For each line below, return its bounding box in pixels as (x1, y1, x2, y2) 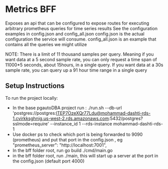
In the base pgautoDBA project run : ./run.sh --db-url (12, 104, 122, 111)
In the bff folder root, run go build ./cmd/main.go (12, 147, 113, 153)
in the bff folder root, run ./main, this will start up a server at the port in (12, 152, 158, 158)
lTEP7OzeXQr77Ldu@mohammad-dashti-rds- (56, 110, 151, 116)
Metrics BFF (5, 4, 57, 15)
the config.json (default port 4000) (12, 158, 85, 164)
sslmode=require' (12, 120, 49, 126)
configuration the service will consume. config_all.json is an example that (5, 36, 156, 42)
